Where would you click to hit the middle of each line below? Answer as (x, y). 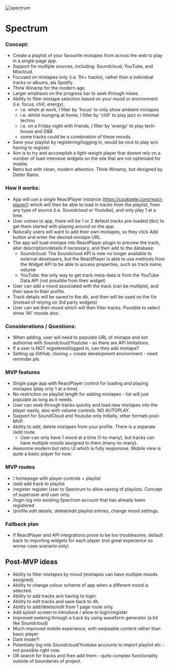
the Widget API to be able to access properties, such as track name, (91, 264)
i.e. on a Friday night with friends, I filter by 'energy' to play (82, 126)
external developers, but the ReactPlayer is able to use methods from (92, 259)
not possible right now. (37, 650)
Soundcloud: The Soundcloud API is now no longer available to (86, 253)
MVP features (23, 372)
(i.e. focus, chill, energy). (39, 104)
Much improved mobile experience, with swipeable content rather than (87, 628)
